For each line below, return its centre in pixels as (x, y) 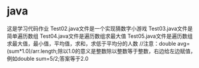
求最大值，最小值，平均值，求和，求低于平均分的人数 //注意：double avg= (99, 43)
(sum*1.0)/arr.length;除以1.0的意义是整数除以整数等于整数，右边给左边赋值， (101, 51)
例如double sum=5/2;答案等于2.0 (48, 58)
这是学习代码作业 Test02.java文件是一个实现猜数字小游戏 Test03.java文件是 (100, 28)
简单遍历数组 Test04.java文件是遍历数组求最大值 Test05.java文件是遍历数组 (100, 36)
